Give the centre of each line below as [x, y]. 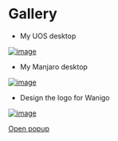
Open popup [29, 128]
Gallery [33, 14]
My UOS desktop [48, 36]
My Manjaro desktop [53, 67]
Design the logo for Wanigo [65, 97]
